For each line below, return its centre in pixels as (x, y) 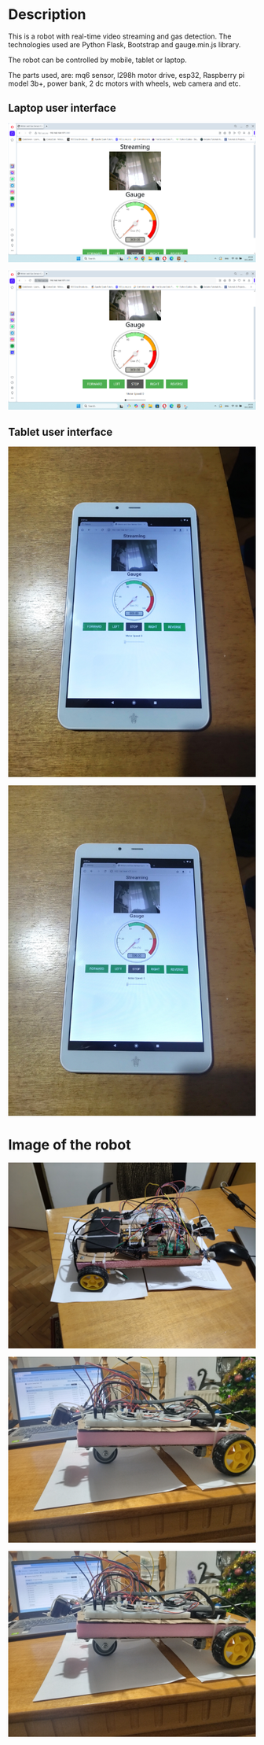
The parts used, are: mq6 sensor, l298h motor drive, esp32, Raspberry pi (126, 75)
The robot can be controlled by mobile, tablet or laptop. (97, 60)
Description (47, 15)
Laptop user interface (62, 108)
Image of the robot (70, 1145)
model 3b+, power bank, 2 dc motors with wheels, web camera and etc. (125, 83)
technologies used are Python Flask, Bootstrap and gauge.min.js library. (125, 44)
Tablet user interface (60, 432)
